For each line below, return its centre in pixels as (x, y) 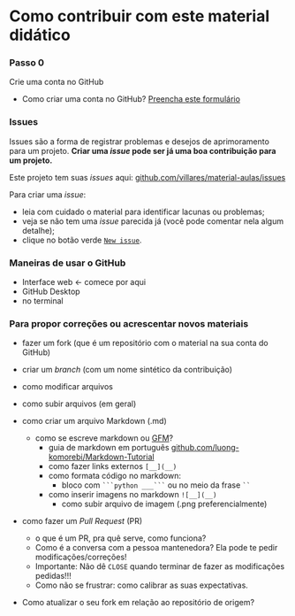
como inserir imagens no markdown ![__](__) (132, 495)
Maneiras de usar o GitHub (68, 263)
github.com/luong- (205, 448)
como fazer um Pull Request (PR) (82, 521)
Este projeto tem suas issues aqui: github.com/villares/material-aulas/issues (147, 177)
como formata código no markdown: (114, 476)
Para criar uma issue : (48, 194)
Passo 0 (27, 63)
